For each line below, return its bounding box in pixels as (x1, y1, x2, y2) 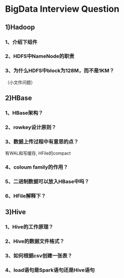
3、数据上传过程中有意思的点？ (5, 138, 79, 145)
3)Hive (5, 208, 26, 216)
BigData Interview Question (5, 3, 120, 15)
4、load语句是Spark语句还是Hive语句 (5, 267, 95, 274)
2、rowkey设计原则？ (5, 124, 56, 130)
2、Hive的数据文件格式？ (5, 238, 65, 245)
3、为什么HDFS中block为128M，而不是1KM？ (5, 67, 115, 74)
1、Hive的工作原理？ (5, 224, 54, 230)
